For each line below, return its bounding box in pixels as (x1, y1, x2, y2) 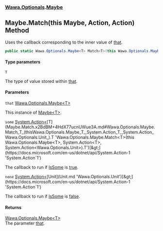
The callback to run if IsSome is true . (5, 164, 79, 170)
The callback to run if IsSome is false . (5, 193, 80, 200)
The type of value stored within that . (5, 78, 78, 84)
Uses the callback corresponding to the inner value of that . (5, 39, 123, 45)
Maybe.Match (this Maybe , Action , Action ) (5, 19, 135, 27)
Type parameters (5, 59, 41, 65)
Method (5, 26, 30, 35)
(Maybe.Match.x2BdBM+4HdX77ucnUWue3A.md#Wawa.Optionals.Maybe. (5, 124, 155, 130)
